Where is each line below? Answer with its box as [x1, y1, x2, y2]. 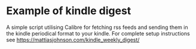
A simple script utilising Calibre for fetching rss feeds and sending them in [6, 24, 188, 31]
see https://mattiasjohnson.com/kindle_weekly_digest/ [6, 36, 140, 43]
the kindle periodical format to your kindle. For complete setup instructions [6, 30, 190, 37]
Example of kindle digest [6, 4, 131, 18]
